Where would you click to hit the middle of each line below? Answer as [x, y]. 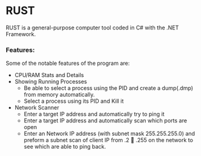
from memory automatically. [59, 95]
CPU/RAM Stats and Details [49, 75]
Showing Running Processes [51, 82]
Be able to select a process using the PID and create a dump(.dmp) [108, 88]
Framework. [21, 34]
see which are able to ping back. [65, 147]
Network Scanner [37, 108]
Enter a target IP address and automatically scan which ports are [105, 121]
